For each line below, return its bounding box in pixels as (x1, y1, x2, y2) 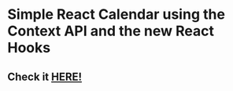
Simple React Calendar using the (7, 5, 226, 24)
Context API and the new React (7, 22, 214, 40)
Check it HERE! (7, 70, 83, 83)
